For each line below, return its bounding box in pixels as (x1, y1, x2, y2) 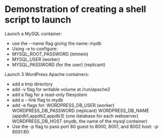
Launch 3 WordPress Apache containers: (4, 71, 89, 77)
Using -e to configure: (11, 45, 58, 51)
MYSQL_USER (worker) (11, 56, 60, 62)
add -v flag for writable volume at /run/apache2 (11, 86, 110, 92)
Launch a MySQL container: (4, 30, 62, 36)
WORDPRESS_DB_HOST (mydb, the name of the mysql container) (11, 118, 148, 124)
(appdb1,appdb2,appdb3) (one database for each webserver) (11, 112, 138, 118)
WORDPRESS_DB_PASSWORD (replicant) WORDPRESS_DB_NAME (11, 107, 149, 113)
